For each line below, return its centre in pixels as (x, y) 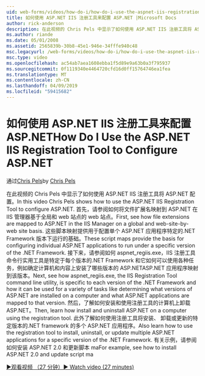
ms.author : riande (30, 35)
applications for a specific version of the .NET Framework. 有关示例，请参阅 (102, 339)
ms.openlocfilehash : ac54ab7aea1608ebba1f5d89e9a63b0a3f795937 (88, 63)
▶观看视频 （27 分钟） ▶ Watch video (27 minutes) (70, 367)
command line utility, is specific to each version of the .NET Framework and (101, 282)
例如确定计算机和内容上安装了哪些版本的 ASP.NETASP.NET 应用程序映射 (107, 268)
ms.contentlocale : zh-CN (38, 80)
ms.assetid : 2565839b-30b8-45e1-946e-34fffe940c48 (72, 46)
